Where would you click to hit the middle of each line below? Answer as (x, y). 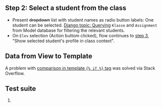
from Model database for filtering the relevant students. (68, 30)
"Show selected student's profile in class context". (63, 41)
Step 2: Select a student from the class (66, 8)
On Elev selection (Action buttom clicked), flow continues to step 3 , (81, 35)
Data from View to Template (49, 56)
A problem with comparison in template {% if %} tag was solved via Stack (80, 68)
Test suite (20, 89)
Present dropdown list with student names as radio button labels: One (83, 20)
